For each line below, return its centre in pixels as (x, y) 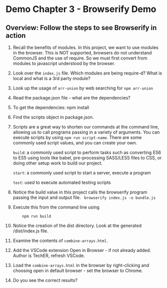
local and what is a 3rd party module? (52, 78)
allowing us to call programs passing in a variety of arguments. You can (86, 132)
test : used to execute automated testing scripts (62, 182)
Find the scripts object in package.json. (53, 117)
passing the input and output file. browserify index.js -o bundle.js (84, 197)
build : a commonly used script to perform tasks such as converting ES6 (87, 152)
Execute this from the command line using (56, 207)
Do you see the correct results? (45, 280)
